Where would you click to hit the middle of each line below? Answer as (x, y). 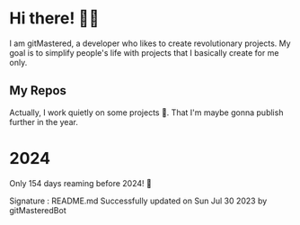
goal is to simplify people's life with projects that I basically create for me (144, 52)
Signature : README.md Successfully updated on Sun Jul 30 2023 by (138, 201)
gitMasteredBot (38, 210)
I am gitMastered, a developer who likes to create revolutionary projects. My (150, 43)
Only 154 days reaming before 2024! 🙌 (81, 183)
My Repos (38, 90)
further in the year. (44, 121)
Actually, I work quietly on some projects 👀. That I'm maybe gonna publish (146, 112)
